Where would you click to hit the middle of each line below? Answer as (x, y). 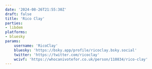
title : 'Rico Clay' (25, 18)
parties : (14, 23)
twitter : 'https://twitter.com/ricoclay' (57, 55)
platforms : (16, 32)
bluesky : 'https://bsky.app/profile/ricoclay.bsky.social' (76, 50)
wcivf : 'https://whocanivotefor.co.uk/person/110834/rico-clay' (81, 59)
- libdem (14, 28)
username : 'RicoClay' (36, 46)
